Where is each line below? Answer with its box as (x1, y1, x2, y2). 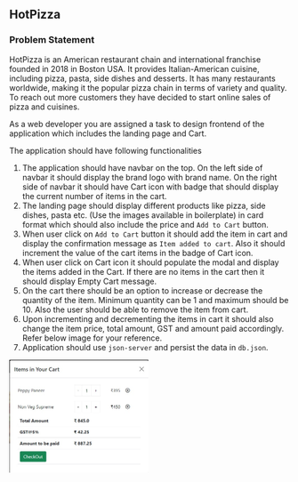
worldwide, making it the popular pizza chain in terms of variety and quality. (9, 82, 287, 92)
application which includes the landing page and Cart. (9, 128, 207, 139)
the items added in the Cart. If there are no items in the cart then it (21, 266, 265, 277)
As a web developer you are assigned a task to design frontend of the (9, 118, 265, 129)
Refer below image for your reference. (21, 333, 163, 343)
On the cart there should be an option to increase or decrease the (21, 285, 263, 296)
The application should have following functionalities (9, 145, 202, 156)
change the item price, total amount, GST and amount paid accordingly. (21, 323, 285, 333)
